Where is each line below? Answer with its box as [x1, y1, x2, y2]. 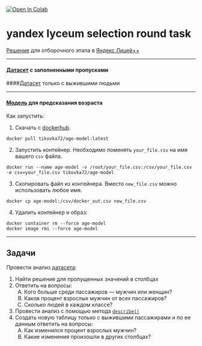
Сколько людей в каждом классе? [23, 301, 113, 309]
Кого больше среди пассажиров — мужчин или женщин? [23, 288, 173, 295]
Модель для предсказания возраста [6, 99, 103, 106]
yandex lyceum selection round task [6, 27, 191, 40]
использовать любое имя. [14, 187, 82, 194]
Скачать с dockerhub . [14, 124, 71, 131]
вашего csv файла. [14, 153, 63, 160]
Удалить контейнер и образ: [14, 209, 88, 216]
